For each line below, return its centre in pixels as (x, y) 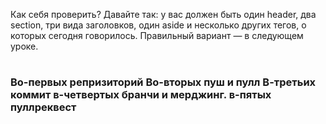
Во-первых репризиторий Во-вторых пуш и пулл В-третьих (163, 82)
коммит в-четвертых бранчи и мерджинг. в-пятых (141, 95)
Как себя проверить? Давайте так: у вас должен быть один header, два (163, 14)
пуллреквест (43, 107)
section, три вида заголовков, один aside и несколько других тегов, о (158, 25)
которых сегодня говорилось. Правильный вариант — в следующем (157, 35)
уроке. (24, 46)
